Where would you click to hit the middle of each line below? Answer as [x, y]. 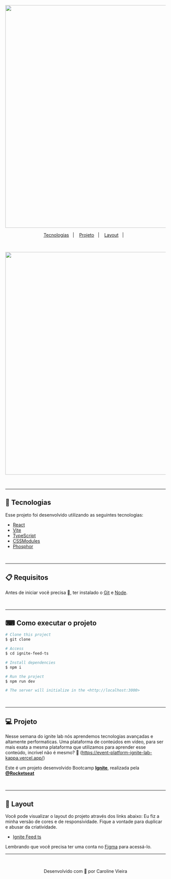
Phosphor [23, 546]
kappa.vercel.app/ [24, 758]
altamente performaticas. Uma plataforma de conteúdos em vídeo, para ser [84, 742]
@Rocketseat [20, 773]
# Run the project [25, 676]
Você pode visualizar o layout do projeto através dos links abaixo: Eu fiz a [82, 816]
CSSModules [26, 541]
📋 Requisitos [27, 578]
